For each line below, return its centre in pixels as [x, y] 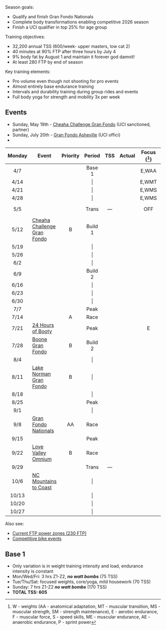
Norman [41, 374]
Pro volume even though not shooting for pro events [65, 81]
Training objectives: [25, 37]
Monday [18, 156]
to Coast [42, 487]
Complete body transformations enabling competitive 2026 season [81, 22]
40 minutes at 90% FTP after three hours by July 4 [64, 52]
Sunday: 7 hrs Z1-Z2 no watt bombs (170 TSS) [60, 587]
